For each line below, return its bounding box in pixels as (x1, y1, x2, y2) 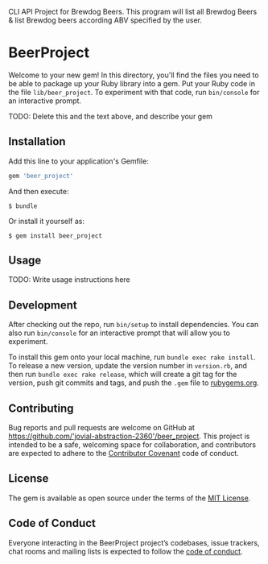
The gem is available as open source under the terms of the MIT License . (8, 493, 251, 503)
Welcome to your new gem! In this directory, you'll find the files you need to (8, 70, 259, 80)
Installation (8, 135, 66, 148)
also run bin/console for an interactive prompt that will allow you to (8, 328, 231, 338)
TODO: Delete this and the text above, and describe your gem (8, 111, 213, 121)
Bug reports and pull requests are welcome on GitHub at (8, 423, 196, 433)
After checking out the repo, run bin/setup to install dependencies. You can (8, 320, 259, 330)
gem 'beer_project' (8, 172, 74, 180)
